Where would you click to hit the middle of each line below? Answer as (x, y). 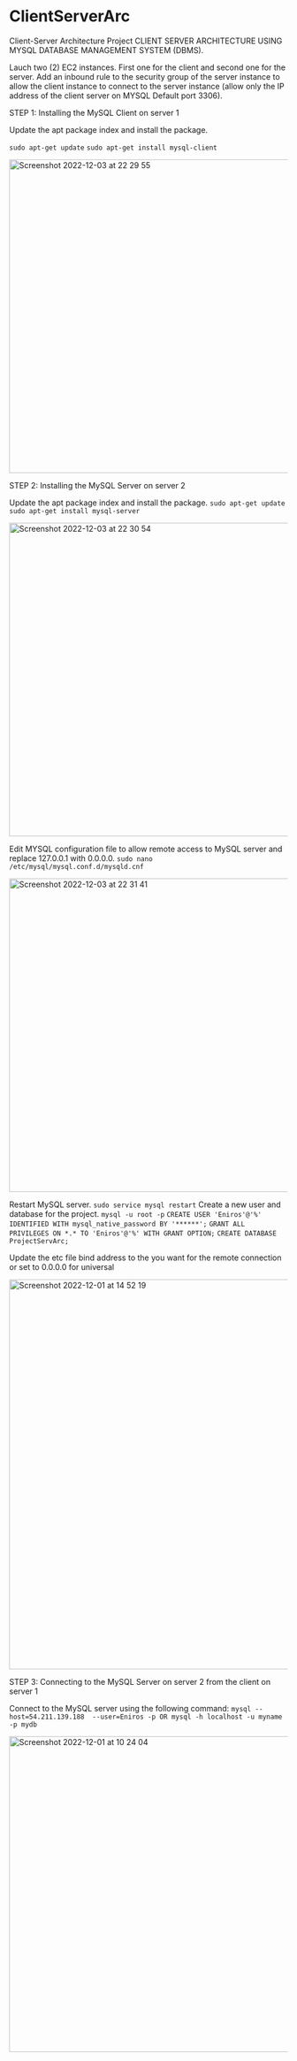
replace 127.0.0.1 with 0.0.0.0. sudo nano (81, 858)
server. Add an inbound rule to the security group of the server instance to (145, 76)
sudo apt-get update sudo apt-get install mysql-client (114, 148)
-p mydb (23, 1724)
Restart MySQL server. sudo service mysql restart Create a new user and (145, 1204)
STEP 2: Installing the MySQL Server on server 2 (97, 485)
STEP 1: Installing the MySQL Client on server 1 (94, 112)
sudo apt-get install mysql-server (75, 511)
